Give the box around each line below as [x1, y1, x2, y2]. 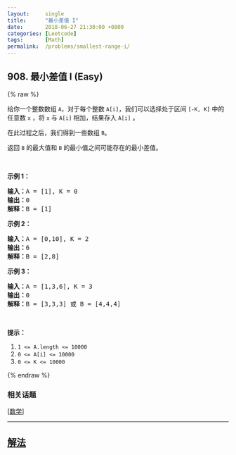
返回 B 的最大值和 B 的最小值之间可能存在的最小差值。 [7, 143, 163, 151]
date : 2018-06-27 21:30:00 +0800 [7, 23, 124, 30]
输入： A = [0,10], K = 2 [7, 235, 89, 243]
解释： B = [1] [7, 205, 53, 213]
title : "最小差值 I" [7, 17, 79, 24]
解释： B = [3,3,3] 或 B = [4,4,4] [7, 300, 122, 308]
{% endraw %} [7, 370, 51, 379]
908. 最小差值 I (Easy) [7, 71, 103, 83]
